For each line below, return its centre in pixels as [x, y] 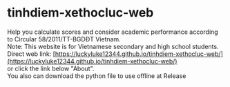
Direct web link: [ [31, 54]
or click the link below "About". [51, 68]
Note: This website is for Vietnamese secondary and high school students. [113, 46]
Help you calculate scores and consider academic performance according [113, 32]
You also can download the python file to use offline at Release [97, 76]
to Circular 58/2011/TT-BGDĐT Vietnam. [64, 39]
